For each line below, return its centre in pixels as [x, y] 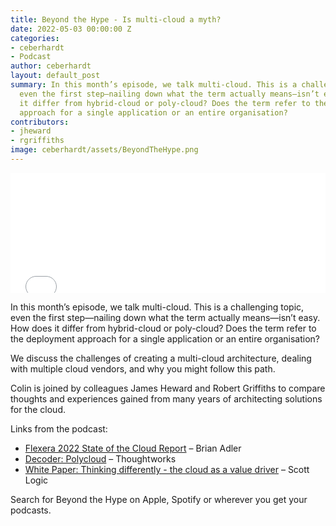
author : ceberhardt [51, 66]
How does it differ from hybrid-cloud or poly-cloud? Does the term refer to [163, 328]
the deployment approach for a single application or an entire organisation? [165, 338]
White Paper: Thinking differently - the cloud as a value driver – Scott [167, 469]
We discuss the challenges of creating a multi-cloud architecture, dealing [161, 358]
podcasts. [31, 510]
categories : [35, 38]
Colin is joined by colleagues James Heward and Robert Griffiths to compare [168, 388]
